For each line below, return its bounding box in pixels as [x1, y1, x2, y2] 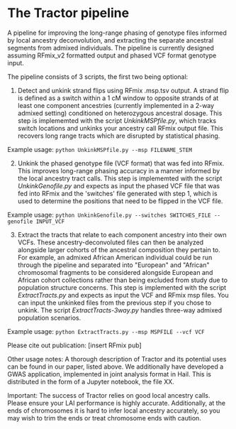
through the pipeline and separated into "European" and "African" [17, 261, 210, 269]
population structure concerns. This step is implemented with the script [17, 283, 227, 292]
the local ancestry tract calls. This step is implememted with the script [17, 174, 223, 183]
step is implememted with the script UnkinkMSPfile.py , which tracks [17, 116, 217, 125]
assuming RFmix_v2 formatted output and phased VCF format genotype [7, 51, 217, 60]
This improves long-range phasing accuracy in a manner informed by [17, 166, 220, 175]
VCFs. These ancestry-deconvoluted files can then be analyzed [17, 238, 204, 246]
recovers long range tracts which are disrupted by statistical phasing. [17, 131, 220, 140]
